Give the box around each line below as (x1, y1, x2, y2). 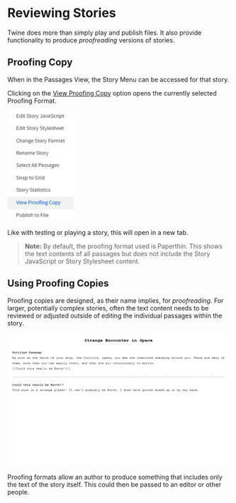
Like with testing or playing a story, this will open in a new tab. (7, 228, 189, 236)
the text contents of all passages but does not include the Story (24, 249, 210, 258)
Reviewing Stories (7, 5, 116, 21)
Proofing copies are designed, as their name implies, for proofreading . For (7, 296, 224, 305)
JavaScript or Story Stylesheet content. (24, 257, 140, 265)
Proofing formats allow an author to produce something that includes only (7, 473, 223, 481)
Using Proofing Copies (7, 277, 109, 289)
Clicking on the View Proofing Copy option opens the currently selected (7, 88, 218, 97)
